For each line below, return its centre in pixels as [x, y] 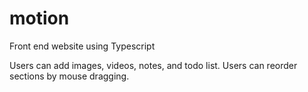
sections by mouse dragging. [69, 76]
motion [39, 18]
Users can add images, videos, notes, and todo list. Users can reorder [153, 65]
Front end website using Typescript [82, 46]
